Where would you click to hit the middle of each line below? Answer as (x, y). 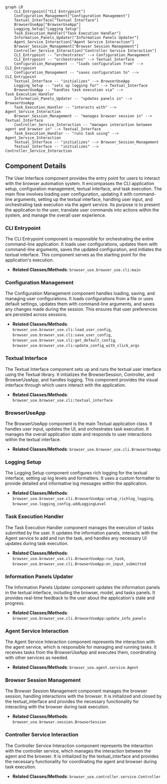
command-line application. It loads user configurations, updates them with (82, 244)
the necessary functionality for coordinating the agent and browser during (81, 761)
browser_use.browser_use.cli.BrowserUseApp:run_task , (69, 558)
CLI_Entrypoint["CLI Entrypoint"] (50, 11)
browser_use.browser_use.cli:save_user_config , (62, 335)
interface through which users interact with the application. (66, 385)
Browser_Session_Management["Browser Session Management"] (77, 46)
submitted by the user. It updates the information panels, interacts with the (82, 533)
